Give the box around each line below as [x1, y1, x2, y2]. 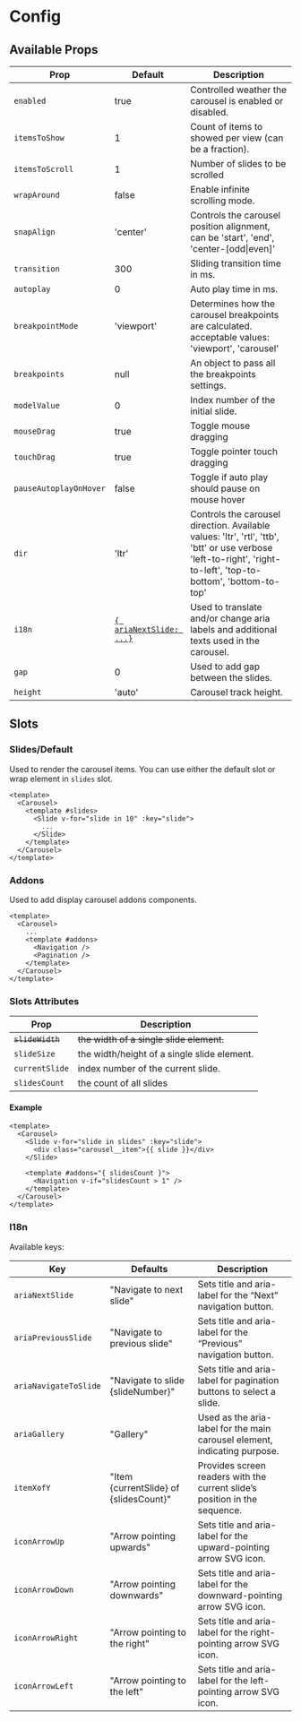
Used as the [197, 1411, 248, 1424]
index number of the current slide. [77, 1063, 221, 1075]
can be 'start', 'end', [189, 231, 275, 244]
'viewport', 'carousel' [189, 342, 279, 355]
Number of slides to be [189, 158, 287, 169]
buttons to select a [197, 1385, 276, 1398]
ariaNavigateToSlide [13, 1381, 101, 1390]
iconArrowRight [13, 1632, 79, 1643]
